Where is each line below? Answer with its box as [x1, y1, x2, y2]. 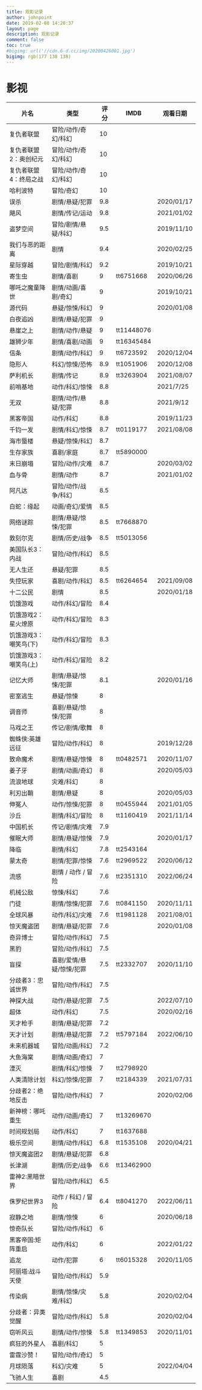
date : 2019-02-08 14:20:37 [6, 20, 74, 26]
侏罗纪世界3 [9, 1197, 44, 1205]
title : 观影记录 [6, 8, 43, 15]
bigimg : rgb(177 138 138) [6, 54, 71, 60]
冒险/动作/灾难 [52, 459, 93, 468]
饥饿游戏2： [9, 610, 44, 619]
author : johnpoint [6, 14, 52, 20]
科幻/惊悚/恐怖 [52, 360, 93, 368]
